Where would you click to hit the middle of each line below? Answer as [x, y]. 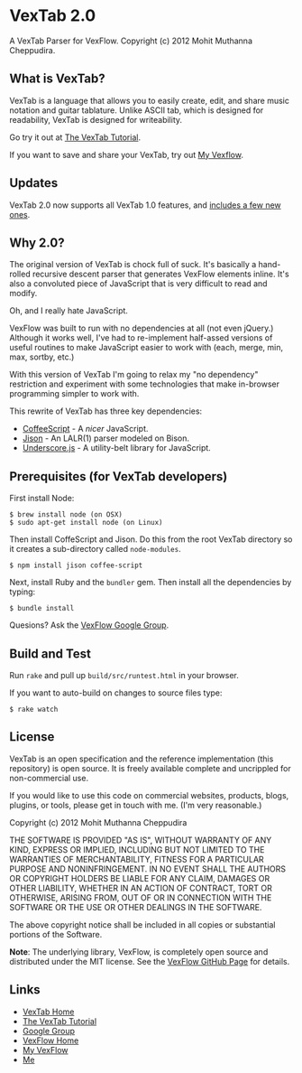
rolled [20, 274]
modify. [23, 294]
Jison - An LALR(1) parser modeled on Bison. [106, 438]
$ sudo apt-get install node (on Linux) [87, 523]
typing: [23, 592]
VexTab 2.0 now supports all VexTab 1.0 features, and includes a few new [145, 205]
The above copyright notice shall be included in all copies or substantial [142, 924]
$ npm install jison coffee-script [76, 565]
